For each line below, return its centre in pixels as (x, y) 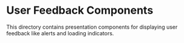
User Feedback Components (80, 10)
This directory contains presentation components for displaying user (92, 27)
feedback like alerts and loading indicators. (60, 33)
